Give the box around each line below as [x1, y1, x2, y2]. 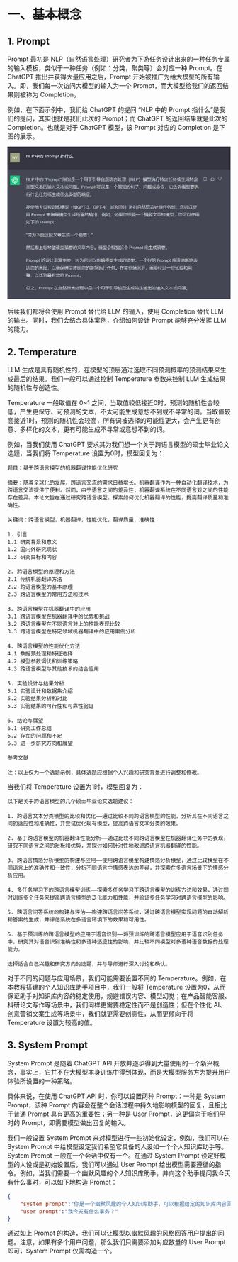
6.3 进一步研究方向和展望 [7, 740, 73, 747]
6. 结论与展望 [7, 717, 44, 724]
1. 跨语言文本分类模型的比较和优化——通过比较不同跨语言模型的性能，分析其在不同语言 [7, 813, 224, 820]
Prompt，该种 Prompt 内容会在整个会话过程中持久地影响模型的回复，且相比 [7, 1100, 227, 1109]
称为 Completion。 [25, 90, 80, 99]
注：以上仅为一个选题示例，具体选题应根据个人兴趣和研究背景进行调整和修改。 [7, 769, 203, 777]
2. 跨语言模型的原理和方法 [7, 568, 76, 575]
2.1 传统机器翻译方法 [7, 576, 62, 583]
